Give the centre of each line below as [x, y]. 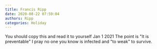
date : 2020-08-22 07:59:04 [32, 14]
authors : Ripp [19, 18]
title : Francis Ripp [26, 9]
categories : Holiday [26, 23]
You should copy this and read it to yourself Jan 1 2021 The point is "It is [77, 37]
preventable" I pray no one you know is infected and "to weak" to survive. [79, 42]
